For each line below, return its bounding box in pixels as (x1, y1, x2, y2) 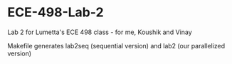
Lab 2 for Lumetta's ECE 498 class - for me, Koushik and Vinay (7, 28, 192, 36)
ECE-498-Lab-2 (7, 4, 105, 21)
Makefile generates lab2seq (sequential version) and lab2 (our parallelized (7, 41, 226, 50)
